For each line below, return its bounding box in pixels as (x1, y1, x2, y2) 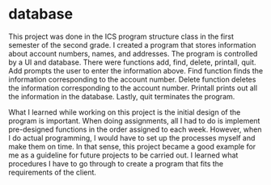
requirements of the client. (8, 167, 97, 177)
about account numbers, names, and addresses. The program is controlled (8, 48, 258, 58)
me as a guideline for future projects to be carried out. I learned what (8, 150, 239, 160)
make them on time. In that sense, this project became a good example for (8, 141, 256, 151)
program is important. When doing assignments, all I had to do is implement (8, 116, 260, 125)
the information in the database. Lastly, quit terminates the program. (8, 91, 235, 101)
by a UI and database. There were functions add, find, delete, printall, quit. (8, 57, 256, 67)
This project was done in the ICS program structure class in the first (8, 32, 235, 41)
